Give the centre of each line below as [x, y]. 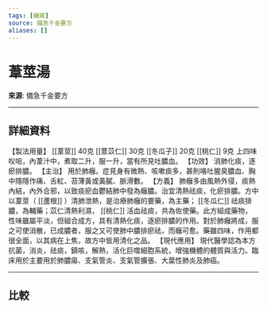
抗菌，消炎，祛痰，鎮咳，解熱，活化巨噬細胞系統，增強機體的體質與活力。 [130, 250]
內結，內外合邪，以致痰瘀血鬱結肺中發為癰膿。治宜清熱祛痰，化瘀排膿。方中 [133, 191]
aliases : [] [28, 30]
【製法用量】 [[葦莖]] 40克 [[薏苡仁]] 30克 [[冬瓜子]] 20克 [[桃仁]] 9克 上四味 [133, 151]
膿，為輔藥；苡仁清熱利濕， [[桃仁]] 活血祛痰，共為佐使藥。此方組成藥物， [130, 211]
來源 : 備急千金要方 [38, 95]
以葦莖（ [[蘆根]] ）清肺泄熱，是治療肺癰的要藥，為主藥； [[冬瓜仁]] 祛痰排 [130, 201]
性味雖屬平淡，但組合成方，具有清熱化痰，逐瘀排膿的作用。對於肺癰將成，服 [133, 221]
